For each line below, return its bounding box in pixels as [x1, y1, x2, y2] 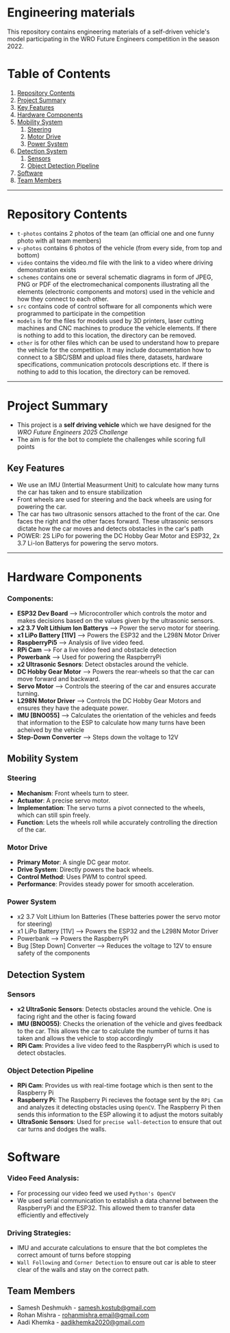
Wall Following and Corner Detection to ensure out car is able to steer [16, 1258, 217, 1267]
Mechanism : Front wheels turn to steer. [16, 789, 129, 797]
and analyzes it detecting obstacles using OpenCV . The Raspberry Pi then [16, 1103, 221, 1112]
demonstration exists [16, 265, 77, 273]
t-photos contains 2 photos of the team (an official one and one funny [16, 229, 214, 237]
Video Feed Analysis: [7, 1173, 79, 1183]
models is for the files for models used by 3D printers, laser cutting [16, 317, 204, 325]
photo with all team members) [16, 236, 102, 245]
